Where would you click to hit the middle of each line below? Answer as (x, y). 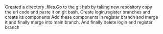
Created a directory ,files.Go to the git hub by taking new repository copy (79, 7)
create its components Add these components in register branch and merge (81, 17)
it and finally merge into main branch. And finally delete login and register (79, 22)
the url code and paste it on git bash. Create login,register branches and (78, 12)
